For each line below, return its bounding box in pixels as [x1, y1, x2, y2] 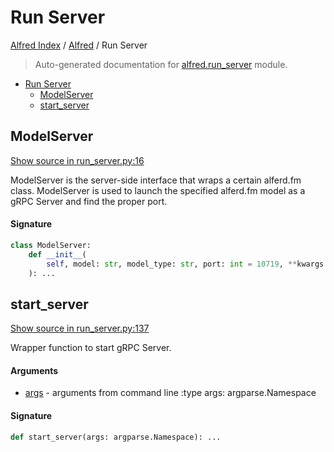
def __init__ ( [28, 249, 87, 260]
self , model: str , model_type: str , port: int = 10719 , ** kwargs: [46, 259, 329, 269]
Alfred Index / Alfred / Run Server [10, 39, 148, 51]
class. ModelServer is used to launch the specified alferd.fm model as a [10, 184, 306, 196]
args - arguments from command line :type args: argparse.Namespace [24, 387, 317, 399]
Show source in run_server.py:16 [10, 154, 145, 166]
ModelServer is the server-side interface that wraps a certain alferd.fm [10, 174, 302, 186]
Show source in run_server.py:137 [10, 322, 150, 335]
